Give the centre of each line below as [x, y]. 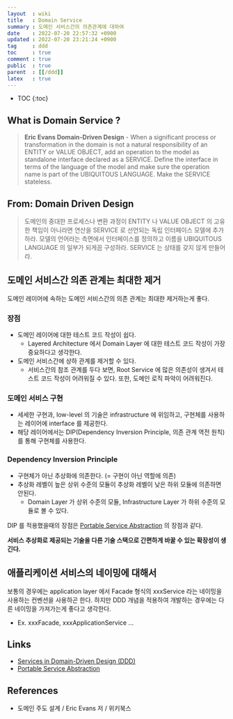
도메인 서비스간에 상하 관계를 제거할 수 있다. [77, 361]
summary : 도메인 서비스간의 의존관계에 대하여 [66, 27]
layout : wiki [29, 14]
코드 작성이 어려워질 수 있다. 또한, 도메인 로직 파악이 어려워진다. [127, 378]
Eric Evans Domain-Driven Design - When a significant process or [120, 138]
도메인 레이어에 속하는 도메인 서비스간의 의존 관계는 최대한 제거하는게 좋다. [109, 298]
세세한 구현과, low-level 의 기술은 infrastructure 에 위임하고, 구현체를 [112, 415]
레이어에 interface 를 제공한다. [66, 424]
